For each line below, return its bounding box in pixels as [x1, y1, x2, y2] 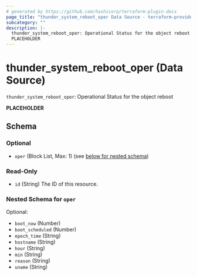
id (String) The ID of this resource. [14, 180, 98, 187]
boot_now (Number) [14, 220, 61, 227]
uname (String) [14, 264, 48, 271]
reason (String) [14, 257, 51, 264]
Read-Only [6, 167, 38, 175]
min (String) [14, 251, 43, 258]
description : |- [6, 25, 46, 31]
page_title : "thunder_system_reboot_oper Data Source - [6, 14, 145, 20]
